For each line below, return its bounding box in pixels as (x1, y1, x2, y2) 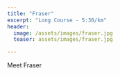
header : (7, 23, 30, 30)
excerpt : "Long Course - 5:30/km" (7, 17, 108, 24)
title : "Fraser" (7, 10, 54, 17)
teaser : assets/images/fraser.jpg (13, 36, 113, 43)
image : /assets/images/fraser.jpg (13, 29, 113, 37)
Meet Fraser (7, 61, 42, 69)
